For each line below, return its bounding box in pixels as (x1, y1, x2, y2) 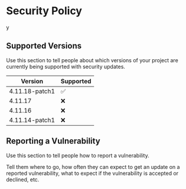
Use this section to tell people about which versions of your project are (6, 56, 178, 63)
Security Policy (6, 4, 83, 18)
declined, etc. (6, 176, 40, 183)
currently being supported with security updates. (6, 63, 126, 70)
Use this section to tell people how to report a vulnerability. (6, 152, 149, 159)
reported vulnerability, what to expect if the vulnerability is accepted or (6, 169, 179, 177)
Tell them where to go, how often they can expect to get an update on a (6, 163, 180, 170)
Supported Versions (6, 41, 81, 51)
